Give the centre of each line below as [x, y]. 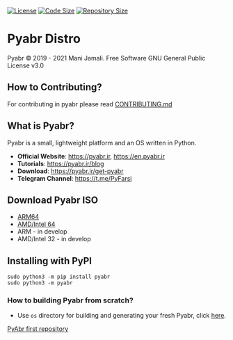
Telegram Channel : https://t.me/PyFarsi [74, 178]
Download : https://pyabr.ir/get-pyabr [70, 171]
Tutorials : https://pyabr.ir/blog [61, 163]
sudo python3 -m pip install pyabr [59, 277]
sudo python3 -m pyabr [40, 283]
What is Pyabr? [41, 126]
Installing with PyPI [50, 261]
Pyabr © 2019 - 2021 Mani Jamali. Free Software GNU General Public [106, 58]
